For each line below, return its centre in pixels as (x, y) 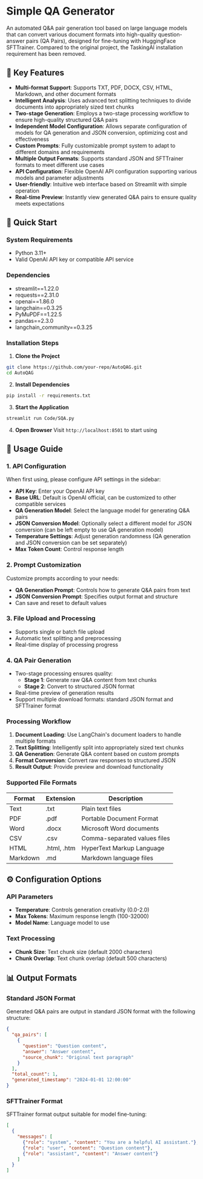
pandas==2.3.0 (34, 320)
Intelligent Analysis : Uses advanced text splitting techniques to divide (103, 100)
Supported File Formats (42, 783)
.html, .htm (60, 848)
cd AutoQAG (20, 373)
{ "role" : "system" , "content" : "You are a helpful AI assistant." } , (111, 1142)
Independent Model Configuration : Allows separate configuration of (101, 126)
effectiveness (32, 139)
